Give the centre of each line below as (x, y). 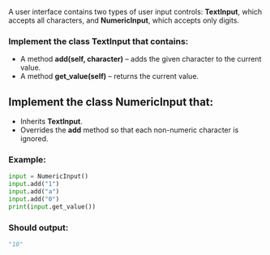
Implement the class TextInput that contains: (99, 41)
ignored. (34, 139)
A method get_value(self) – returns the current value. (109, 76)
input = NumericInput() (49, 177)
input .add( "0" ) (34, 199)
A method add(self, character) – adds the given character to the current (141, 59)
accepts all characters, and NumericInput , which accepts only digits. (124, 20)
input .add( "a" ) (34, 192)
